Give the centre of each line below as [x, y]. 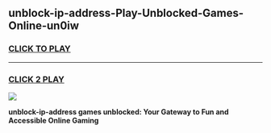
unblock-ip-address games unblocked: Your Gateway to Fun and [119, 111]
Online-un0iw [44, 26]
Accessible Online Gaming [54, 120]
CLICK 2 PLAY [36, 79]
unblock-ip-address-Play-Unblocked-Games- [126, 13]
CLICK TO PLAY [40, 49]
